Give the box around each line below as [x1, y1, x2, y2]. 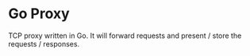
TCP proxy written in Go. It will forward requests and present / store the [8, 31, 242, 40]
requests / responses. [8, 39, 80, 48]
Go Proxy [8, 5, 70, 23]
